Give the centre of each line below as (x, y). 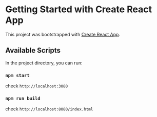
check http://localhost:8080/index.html (49, 109)
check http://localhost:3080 (37, 86)
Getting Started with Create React (79, 9)
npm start (17, 75)
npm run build (23, 98)
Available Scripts (33, 50)
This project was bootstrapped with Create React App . (63, 34)
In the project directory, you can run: (44, 63)
